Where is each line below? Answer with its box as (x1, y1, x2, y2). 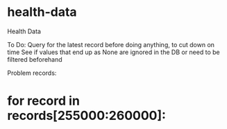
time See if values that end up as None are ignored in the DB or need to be (7, 48, 220, 56)
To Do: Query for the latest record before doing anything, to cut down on (7, 40, 215, 49)
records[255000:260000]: (7, 108, 167, 123)
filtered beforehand (7, 55, 62, 63)
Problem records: (7, 69, 57, 77)
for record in (7, 93, 80, 109)
